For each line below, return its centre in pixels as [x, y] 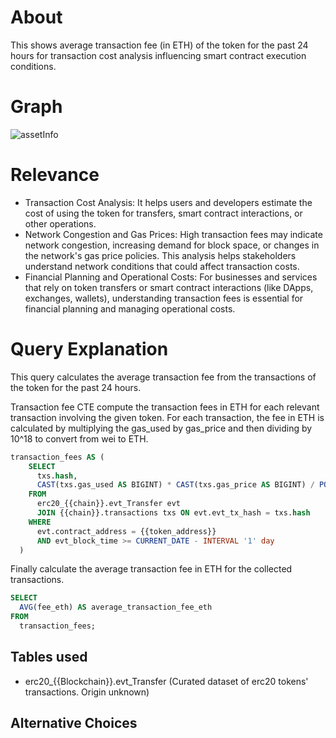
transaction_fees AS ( [57, 457]
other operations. [60, 223]
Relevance [55, 175]
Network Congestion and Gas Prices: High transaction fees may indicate [173, 234]
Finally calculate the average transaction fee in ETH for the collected [151, 569]
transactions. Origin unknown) [87, 692]
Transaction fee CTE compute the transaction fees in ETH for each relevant [165, 407]
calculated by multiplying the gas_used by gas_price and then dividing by [161, 428]
